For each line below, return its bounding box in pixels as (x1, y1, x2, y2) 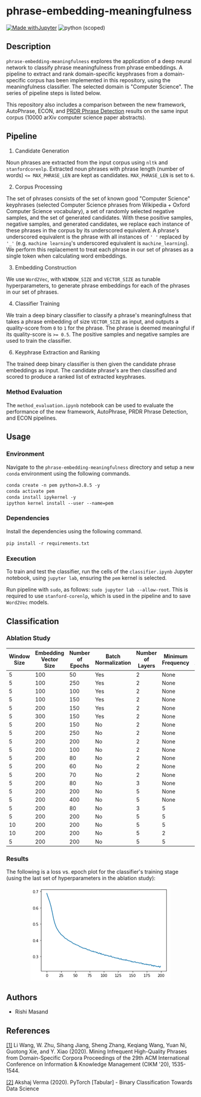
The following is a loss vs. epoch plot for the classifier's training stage (6, 868, 179, 875)
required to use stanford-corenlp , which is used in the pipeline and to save (6, 593, 191, 600)
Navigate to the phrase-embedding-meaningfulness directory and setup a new (6, 464, 194, 471)
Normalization (95, 659, 132, 666)
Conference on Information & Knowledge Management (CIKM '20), (6, 1061, 170, 1068)
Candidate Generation (14, 147, 69, 154)
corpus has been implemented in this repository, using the (27, 76, 170, 83)
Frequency (162, 659, 190, 666)
